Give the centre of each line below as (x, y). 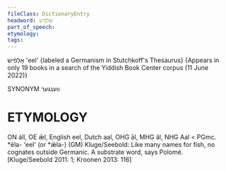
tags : (15, 40)
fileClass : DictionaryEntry (49, 14)
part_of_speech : (31, 27)
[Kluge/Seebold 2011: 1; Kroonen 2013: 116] (70, 160)
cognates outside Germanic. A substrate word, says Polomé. (95, 152)
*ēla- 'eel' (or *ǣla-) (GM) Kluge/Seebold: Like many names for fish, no (111, 145)
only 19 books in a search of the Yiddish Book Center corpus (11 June (108, 68)
